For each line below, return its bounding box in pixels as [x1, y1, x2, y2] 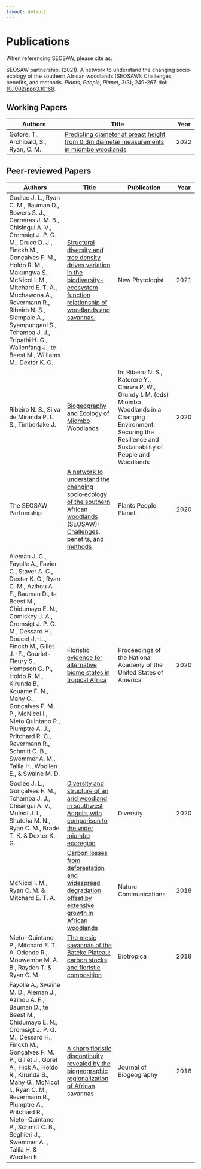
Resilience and [117, 436, 159, 444]
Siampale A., [9, 313, 45, 322]
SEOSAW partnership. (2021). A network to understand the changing [6, 66, 175, 73]
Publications [6, 34, 70, 48]
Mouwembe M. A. [9, 956, 59, 965]
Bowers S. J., [9, 209, 46, 217]
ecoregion [66, 839, 96, 848]
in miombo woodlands [65, 145, 127, 153]
